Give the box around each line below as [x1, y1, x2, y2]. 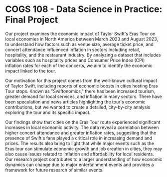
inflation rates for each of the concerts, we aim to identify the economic [5, 62, 153, 68]
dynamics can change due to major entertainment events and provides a [5, 161, 154, 167]
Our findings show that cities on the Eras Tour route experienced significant [5, 119, 161, 125]
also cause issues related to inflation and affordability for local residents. [5, 151, 155, 157]
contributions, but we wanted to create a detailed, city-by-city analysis [5, 104, 151, 110]
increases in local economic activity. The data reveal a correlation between [5, 124, 159, 130]
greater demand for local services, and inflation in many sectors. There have [5, 93, 162, 99]
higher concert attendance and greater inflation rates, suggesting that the [5, 129, 157, 135]
